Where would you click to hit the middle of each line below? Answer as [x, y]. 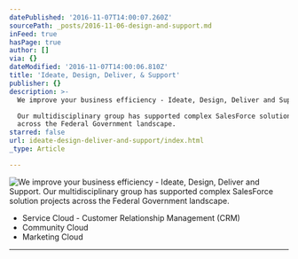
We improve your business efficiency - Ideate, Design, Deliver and [146, 100]
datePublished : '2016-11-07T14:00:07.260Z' [91, 17]
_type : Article [37, 149]
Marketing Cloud [52, 237]
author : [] [29, 51]
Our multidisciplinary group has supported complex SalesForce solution [154, 116]
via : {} [24, 59]
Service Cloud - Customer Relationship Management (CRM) [131, 217]
